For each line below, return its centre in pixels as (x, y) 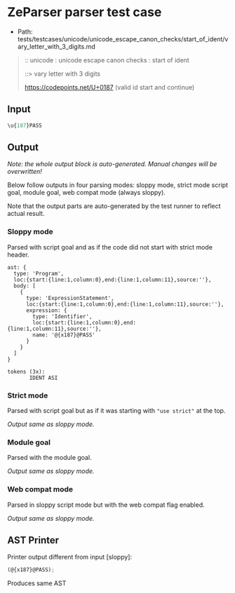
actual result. (26, 214)
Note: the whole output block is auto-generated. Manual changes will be (112, 164)
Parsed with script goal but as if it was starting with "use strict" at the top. (116, 411)
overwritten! (25, 172)
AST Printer (33, 540)
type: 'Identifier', (62, 316)
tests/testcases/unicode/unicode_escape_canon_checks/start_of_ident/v (123, 39)
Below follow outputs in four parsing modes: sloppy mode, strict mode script (118, 185)
